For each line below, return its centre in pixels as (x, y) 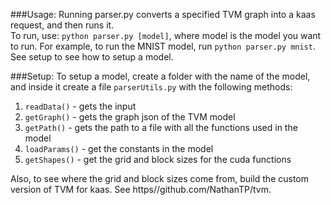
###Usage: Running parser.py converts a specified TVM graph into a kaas (163, 14)
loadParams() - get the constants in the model (119, 148)
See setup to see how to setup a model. (92, 57)
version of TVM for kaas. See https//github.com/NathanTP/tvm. (141, 189)
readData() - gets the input (80, 106)
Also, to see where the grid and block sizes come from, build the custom (160, 178)
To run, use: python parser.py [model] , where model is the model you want (166, 35)
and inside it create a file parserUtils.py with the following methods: (151, 87)
